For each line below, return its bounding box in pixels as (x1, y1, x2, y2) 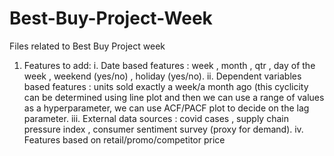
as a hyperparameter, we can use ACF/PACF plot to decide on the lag (23, 102, 310, 114)
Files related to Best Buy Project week (9, 40, 166, 52)
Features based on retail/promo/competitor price (23, 133, 226, 146)
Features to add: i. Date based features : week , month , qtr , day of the (23, 59, 316, 71)
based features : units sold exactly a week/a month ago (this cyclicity (23, 80, 309, 92)
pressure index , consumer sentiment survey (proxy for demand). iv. (23, 123, 304, 135)
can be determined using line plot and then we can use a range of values (23, 91, 325, 103)
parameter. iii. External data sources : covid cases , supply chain (23, 112, 289, 124)
